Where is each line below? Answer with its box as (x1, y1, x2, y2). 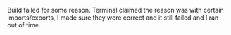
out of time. (7, 21, 41, 29)
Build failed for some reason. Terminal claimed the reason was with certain (7, 6, 224, 14)
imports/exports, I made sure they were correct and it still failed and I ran (7, 13, 219, 22)
